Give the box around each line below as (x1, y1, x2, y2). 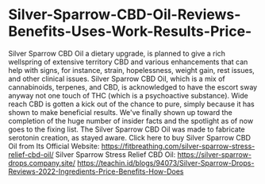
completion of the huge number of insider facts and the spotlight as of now (8, 116, 254, 125)
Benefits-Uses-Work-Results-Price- (8, 22, 252, 40)
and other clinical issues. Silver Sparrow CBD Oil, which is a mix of (8, 74, 225, 83)
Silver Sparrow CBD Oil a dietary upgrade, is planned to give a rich (8, 48, 226, 58)
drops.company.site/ (8, 158, 76, 167)
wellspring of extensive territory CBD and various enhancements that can (8, 57, 248, 67)
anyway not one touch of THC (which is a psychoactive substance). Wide (8, 90, 248, 100)
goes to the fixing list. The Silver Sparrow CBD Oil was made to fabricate (8, 125, 246, 134)
